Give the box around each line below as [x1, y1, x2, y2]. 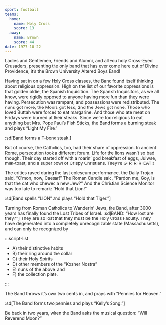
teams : [5, 12, 19, 17]
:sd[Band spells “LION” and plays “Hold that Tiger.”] [5, 195, 111, 201]
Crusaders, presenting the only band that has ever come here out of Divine [5, 63, 158, 69]
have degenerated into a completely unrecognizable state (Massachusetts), [5, 220, 160, 226]
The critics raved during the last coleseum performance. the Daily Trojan [5, 169, 154, 176]
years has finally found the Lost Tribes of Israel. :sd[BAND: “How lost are [5, 210, 154, 216]
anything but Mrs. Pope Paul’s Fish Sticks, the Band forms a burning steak [5, 120, 156, 126]
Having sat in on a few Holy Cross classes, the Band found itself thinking [5, 78, 154, 84]
